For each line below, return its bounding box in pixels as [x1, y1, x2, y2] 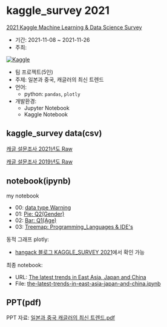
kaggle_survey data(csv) [6, 128, 102, 139]
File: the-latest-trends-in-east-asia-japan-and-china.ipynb [15, 280, 162, 287]
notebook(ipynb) [6, 176, 71, 187]
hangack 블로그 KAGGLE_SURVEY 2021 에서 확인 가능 [15, 248, 145, 256]
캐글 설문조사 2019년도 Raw [6, 158, 73, 165]
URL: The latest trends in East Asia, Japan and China [15, 273, 146, 280]
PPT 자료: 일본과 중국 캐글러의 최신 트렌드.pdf [6, 314, 116, 322]
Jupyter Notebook [24, 104, 70, 111]
